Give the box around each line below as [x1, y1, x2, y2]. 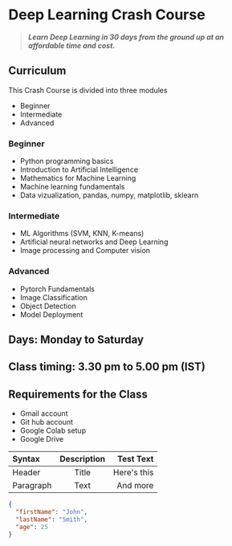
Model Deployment [19, 309, 83, 319]
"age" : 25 [15, 523, 48, 531]
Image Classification [19, 292, 88, 302]
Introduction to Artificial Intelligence [19, 165, 139, 174]
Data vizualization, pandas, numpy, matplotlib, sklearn [19, 190, 199, 200]
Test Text [117, 454, 154, 465]
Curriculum [8, 64, 67, 78]
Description [59, 454, 106, 465]
